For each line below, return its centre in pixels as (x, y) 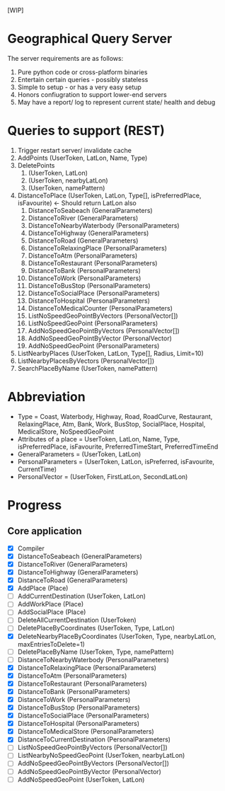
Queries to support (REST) (86, 131)
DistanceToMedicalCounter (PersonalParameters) (100, 308)
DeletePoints (36, 165)
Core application (45, 531)
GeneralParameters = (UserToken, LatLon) (79, 454)
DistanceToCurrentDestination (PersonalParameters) (94, 739)
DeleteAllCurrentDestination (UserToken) (77, 620)
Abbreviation (47, 397)
